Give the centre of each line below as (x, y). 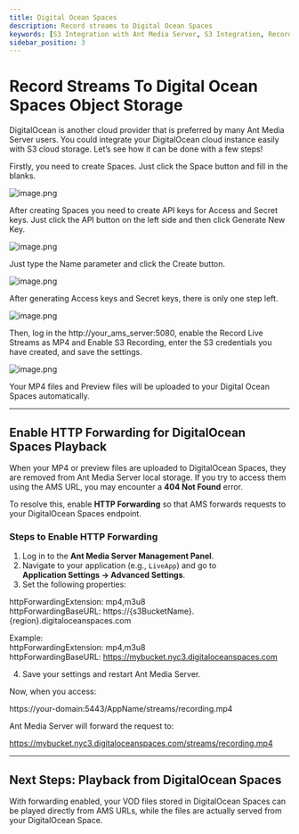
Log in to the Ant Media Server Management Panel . (118, 556)
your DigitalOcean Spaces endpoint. (76, 513)
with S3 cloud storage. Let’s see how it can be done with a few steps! (136, 149)
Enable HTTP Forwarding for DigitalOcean (128, 432)
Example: (26, 638)
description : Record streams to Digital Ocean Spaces (111, 26)
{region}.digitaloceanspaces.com (70, 621)
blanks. (23, 176)
